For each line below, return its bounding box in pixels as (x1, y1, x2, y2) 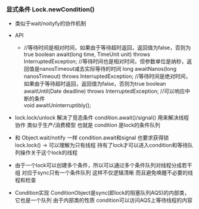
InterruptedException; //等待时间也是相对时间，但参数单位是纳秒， (23, 58, 187, 65)
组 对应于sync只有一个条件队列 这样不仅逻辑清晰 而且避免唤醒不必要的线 (14, 169, 194, 176)
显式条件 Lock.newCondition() (6, 5, 95, 13)
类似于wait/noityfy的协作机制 (14, 20, 86, 27)
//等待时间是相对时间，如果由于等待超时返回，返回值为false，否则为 (23, 44, 191, 51)
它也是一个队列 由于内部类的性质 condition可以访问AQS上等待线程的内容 (14, 196, 192, 204)
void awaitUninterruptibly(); (23, 102, 91, 109)
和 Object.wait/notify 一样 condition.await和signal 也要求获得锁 (14, 134, 169, 141)
